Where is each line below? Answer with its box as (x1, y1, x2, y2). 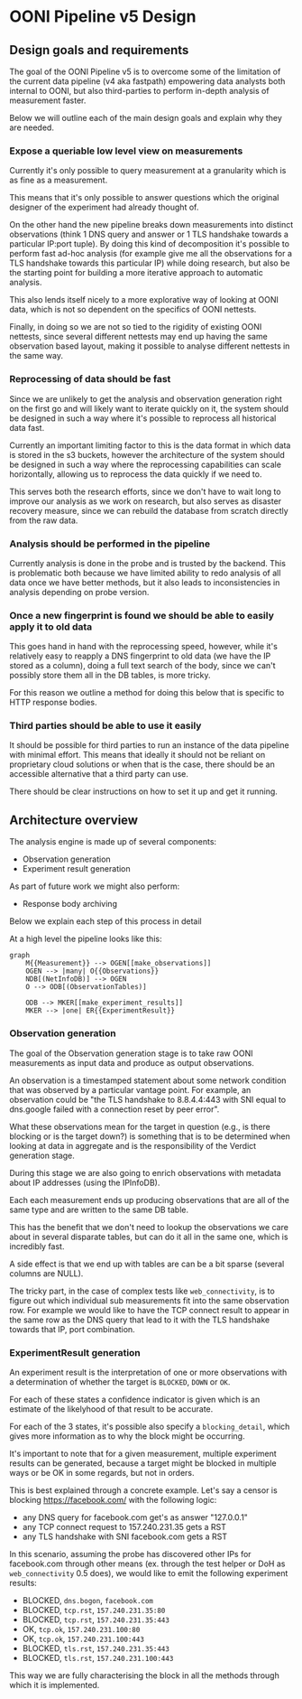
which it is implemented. (9, 1679, 100, 1690)
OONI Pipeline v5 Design (9, 6, 197, 27)
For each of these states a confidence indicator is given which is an (9, 1394, 261, 1405)
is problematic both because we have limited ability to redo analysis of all (9, 567, 281, 578)
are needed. (9, 122, 54, 133)
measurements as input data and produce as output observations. (9, 1057, 254, 1068)
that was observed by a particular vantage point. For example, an (9, 1084, 252, 1095)
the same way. (9, 350, 63, 361)
